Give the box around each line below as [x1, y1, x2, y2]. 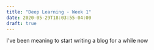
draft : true [6, 20, 37, 26]
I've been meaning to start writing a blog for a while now [6, 37, 148, 45]
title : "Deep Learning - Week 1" [6, 9, 92, 15]
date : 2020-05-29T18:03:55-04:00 [6, 15, 92, 21]
